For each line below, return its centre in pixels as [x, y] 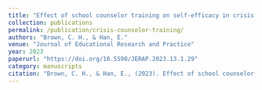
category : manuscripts [45, 67]
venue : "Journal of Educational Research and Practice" [101, 45]
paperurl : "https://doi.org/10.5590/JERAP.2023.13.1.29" [103, 59]
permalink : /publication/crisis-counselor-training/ [96, 30]
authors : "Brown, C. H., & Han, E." [68, 37]
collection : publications [50, 23]
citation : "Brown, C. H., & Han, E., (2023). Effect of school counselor [131, 74]
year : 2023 [26, 52]
